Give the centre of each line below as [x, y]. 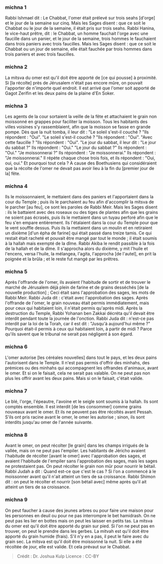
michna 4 [16, 186]
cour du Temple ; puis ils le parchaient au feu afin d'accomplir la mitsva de [80, 202]
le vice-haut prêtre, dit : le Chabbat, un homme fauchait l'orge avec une [77, 34]
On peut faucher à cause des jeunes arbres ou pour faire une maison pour [79, 510]
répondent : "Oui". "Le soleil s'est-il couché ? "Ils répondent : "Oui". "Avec [79, 137]
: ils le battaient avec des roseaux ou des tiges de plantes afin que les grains [81, 212]
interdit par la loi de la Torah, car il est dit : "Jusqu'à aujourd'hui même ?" [78, 324]
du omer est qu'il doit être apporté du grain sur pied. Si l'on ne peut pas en [80, 526]
